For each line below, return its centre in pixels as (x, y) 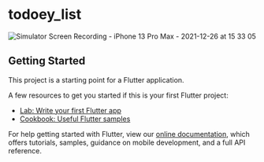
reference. (25, 150)
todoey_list (45, 15)
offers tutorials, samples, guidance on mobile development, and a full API (127, 142)
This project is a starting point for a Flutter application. (96, 79)
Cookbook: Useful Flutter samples (75, 119)
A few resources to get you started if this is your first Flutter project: (118, 95)
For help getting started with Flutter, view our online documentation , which (129, 134)
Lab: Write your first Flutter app (71, 110)
